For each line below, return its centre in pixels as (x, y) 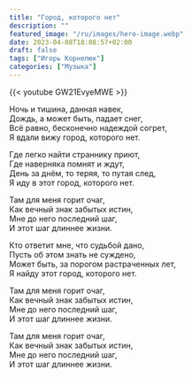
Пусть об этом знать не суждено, (73, 254)
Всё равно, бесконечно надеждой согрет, (88, 127)
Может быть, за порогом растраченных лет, (93, 264)
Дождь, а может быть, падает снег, (76, 118)
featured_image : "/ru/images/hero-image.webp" (96, 34)
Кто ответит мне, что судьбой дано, (77, 245)
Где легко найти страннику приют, (75, 154)
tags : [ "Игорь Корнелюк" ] (57, 58)
